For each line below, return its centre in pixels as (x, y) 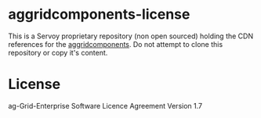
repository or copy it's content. (58, 52)
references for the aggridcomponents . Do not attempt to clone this (116, 44)
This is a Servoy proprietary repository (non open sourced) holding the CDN (130, 36)
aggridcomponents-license (99, 14)
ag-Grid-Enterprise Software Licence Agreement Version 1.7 (105, 105)
